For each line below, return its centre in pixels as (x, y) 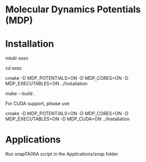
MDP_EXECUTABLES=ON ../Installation (47, 84)
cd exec (14, 68)
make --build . (20, 94)
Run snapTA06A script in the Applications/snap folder (62, 154)
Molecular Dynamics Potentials (73, 10)
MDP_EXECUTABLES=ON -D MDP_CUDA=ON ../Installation (68, 119)
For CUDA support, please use (37, 103)
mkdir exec (17, 58)
